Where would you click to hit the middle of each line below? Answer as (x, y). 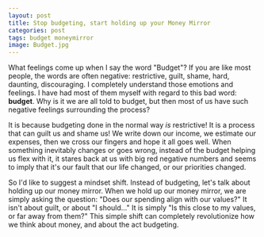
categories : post (37, 30)
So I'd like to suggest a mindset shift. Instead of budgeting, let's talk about (130, 182)
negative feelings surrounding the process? (79, 110)
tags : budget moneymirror (51, 38)
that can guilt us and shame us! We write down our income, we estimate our (132, 134)
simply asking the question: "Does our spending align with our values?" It (128, 200)
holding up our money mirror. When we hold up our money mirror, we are (127, 191)
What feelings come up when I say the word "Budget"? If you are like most (130, 67)
